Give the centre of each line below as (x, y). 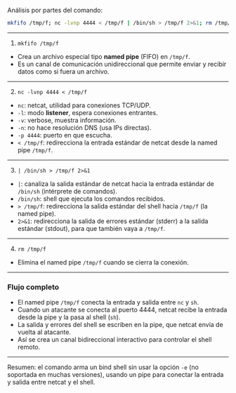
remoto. (29, 347)
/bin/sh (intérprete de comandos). (67, 191)
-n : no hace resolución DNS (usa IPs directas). (84, 127)
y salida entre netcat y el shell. (51, 382)
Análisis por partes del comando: (55, 10)
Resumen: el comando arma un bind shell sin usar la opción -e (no (103, 367)
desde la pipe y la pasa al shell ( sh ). (69, 317)
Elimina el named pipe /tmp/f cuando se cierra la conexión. (103, 262)
